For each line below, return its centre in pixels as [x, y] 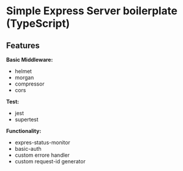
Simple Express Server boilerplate [92, 11]
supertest [26, 119]
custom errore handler [42, 155]
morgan [24, 77]
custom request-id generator [50, 161]
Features [23, 45]
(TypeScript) [38, 23]
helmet [23, 71]
